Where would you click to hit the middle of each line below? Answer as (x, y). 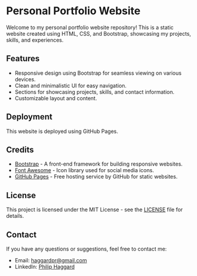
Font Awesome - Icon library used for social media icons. (84, 170)
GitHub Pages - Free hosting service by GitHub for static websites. (96, 177)
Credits (20, 150)
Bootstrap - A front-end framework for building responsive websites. (99, 164)
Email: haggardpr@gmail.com (51, 260)
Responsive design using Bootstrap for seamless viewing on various (98, 73)
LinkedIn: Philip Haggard (45, 267)
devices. (25, 79)
